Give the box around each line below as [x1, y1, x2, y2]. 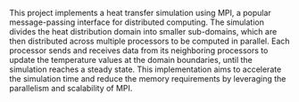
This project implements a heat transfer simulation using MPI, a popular [9, 8, 272, 18]
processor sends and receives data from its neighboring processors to [9, 45, 269, 56]
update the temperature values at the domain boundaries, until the [9, 55, 253, 65]
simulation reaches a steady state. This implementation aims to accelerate [9, 64, 282, 75]
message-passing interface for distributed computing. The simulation [9, 17, 265, 27]
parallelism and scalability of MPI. [9, 83, 133, 93]
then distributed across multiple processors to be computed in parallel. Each [9, 35, 290, 46]
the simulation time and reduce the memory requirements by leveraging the [9, 74, 287, 83]
